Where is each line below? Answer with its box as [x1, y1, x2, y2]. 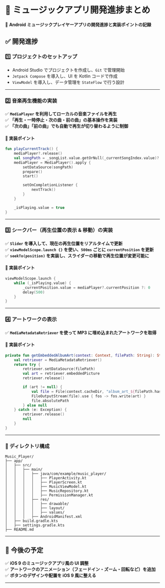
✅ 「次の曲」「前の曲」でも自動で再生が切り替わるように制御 [5, 123, 129, 129]
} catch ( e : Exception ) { [14, 408, 67, 412]
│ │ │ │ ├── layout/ [5, 506, 65, 511]
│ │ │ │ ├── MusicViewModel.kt [5, 484, 87, 489]
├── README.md [5, 527, 34, 532]
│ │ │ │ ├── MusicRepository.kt [5, 488, 89, 493]
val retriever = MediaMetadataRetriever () [14, 358, 102, 362]
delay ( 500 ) [23, 290, 45, 295]
